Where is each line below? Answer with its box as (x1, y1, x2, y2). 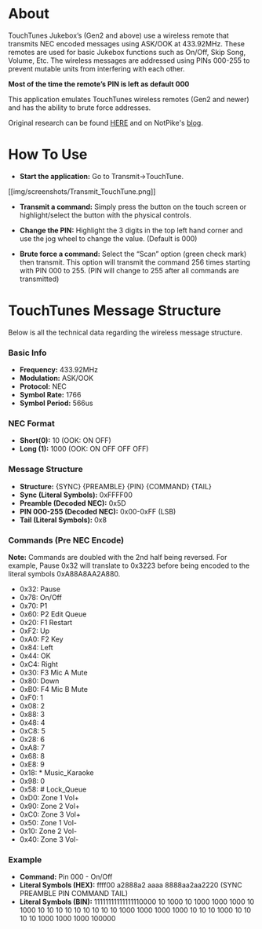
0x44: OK (19, 651, 51, 660)
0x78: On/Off (19, 593, 63, 602)
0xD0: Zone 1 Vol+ (19, 793, 80, 802)
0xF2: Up (19, 626, 50, 635)
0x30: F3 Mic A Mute (19, 668, 88, 677)
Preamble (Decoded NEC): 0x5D (19, 498, 127, 507)
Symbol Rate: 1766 (19, 390, 82, 400)
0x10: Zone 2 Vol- (19, 826, 77, 836)
